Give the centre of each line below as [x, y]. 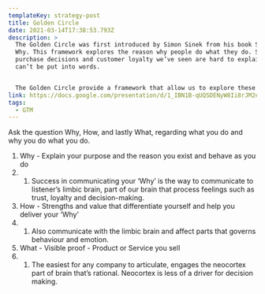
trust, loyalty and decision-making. [88, 198]
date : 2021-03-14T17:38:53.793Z [61, 30]
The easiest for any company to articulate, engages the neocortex [138, 265]
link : [17, 95]
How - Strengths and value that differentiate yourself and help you [127, 207]
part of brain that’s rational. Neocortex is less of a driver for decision [142, 274]
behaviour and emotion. [70, 240]
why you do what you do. [49, 141]
